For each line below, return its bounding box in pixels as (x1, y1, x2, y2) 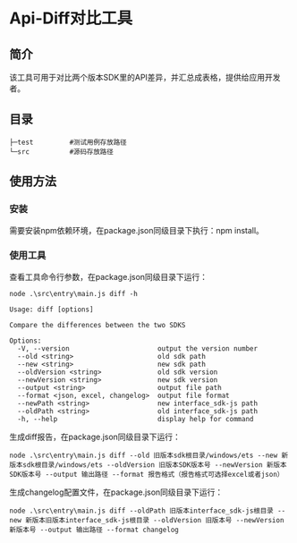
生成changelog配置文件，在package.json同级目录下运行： (9, 487, 224, 497)
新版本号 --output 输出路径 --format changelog (9, 525, 179, 534)
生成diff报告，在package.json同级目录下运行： (9, 431, 182, 442)
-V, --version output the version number (17, 344, 258, 353)
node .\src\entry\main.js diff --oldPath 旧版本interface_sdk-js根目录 (9, 506, 275, 515)
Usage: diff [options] (9, 305, 94, 314)
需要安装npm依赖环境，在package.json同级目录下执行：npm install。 (9, 225, 264, 235)
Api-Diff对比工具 (9, 8, 133, 29)
